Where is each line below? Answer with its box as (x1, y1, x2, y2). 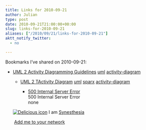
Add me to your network (14, 119, 65, 125)
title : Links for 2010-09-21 (5, 7, 67, 13)
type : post (5, 17, 28, 22)
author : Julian (5, 12, 38, 17)
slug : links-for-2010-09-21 (5, 26, 65, 31)
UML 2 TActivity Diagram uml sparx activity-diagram (20, 78, 131, 84)
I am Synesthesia (48, 109, 85, 115)
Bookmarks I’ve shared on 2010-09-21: (5, 59, 87, 65)
